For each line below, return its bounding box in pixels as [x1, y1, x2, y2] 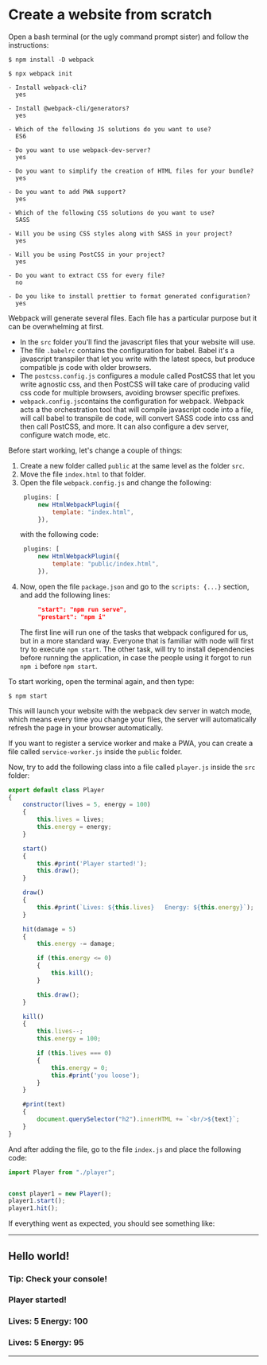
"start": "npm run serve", [37, 605, 127, 613]
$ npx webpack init [8, 69, 73, 77]
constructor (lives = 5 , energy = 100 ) [22, 801, 151, 809]
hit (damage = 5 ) [22, 925, 77, 933]
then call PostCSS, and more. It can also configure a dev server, [19, 422, 229, 431]
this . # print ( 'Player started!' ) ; [37, 859, 148, 868]
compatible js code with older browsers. [19, 362, 152, 371]
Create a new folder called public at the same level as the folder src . [19, 461, 245, 470]
